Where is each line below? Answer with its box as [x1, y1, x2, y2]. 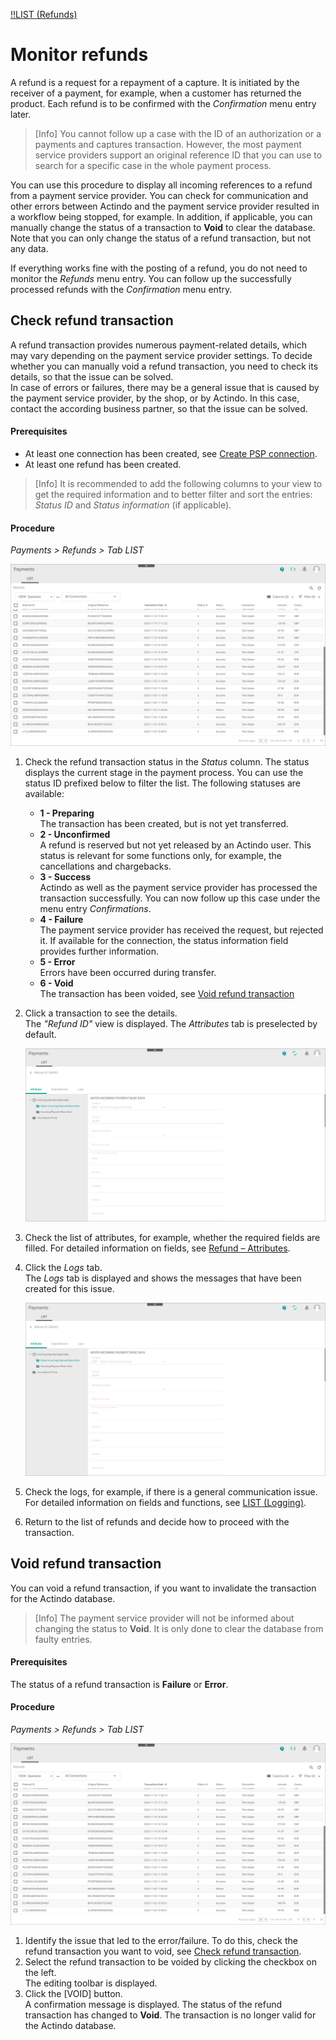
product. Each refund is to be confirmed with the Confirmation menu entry [10, 97, 317, 109]
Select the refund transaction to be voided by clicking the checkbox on [24, 1956, 318, 1968]
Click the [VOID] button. [24, 1988, 123, 2000]
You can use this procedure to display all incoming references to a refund [10, 179, 313, 191]
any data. [10, 242, 49, 254]
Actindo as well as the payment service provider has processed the [39, 881, 318, 893]
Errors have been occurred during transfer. [39, 966, 217, 978]
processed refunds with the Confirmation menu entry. [10, 283, 233, 295]
